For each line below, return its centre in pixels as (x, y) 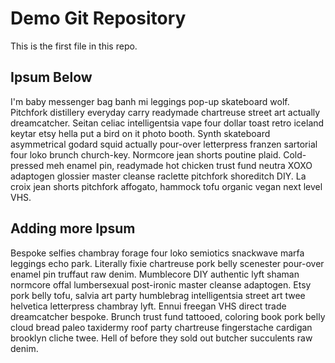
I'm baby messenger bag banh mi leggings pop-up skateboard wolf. (150, 101)
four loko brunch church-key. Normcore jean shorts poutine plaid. (146, 154)
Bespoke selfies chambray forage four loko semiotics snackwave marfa (157, 253)
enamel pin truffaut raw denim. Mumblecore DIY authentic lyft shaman (155, 274)
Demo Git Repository (98, 18)
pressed (27, 165)
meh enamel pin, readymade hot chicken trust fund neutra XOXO (179, 165)
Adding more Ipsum (73, 228)
